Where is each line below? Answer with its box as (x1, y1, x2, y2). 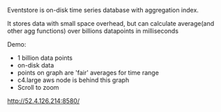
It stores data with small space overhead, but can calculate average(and (7, 19, 215, 27)
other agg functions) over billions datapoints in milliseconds (7, 27, 179, 35)
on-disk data (17, 61, 54, 69)
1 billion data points (17, 54, 73, 62)
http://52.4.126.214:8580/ (7, 97, 80, 105)
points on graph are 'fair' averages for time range (17, 69, 159, 77)
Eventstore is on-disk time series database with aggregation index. (7, 6, 199, 14)
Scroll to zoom (17, 83, 59, 91)
